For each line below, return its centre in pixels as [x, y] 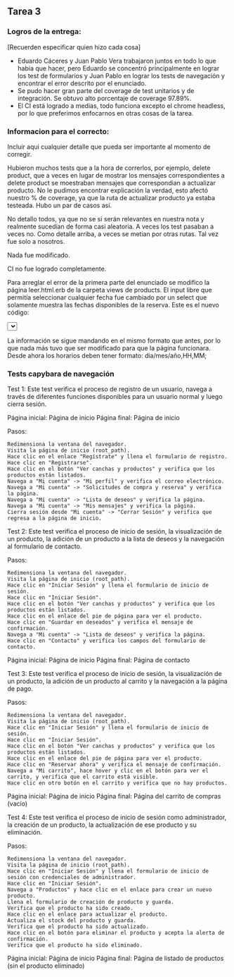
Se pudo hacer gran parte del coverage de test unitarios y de [106, 90]
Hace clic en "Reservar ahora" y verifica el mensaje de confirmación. [114, 765]
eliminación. [25, 832]
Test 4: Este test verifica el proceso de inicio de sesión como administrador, [117, 818]
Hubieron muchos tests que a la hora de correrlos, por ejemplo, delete [109, 168]
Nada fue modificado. [39, 255]
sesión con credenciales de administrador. [72, 878]
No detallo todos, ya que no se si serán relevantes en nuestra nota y [106, 219]
